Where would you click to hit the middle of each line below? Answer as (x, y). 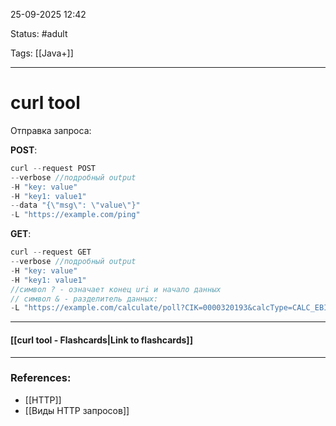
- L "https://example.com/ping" (75, 215)
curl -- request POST (53, 168)
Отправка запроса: (51, 130)
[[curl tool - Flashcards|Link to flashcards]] (101, 340)
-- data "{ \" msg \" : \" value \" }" (75, 205)
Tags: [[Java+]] (42, 53)
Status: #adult (39, 33)
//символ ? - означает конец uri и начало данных (116, 289)
